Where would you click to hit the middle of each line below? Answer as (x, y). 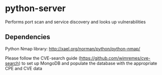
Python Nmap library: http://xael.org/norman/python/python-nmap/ (73, 48)
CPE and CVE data (24, 68)
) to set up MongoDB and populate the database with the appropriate (88, 63)
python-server (35, 8)
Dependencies (28, 37)
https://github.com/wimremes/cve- (115, 58)
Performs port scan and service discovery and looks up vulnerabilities (75, 22)
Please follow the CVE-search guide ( (43, 58)
